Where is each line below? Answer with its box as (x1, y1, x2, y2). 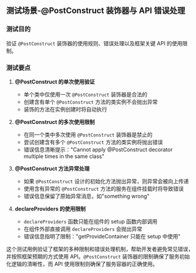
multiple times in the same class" (23, 153, 105, 160)
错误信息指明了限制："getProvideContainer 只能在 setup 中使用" (23, 232, 181, 240)
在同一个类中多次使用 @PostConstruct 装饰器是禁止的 (23, 131, 153, 138)
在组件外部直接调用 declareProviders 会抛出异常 (23, 225, 143, 232)
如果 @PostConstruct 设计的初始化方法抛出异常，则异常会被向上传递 (23, 178, 189, 185)
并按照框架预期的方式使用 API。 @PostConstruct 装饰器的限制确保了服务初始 (6, 253, 190, 260)
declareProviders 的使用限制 (14, 205, 86, 212)
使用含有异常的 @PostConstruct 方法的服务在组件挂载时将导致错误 (23, 185, 184, 192)
